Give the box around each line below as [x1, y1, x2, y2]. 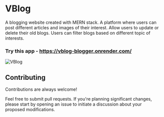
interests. [5, 35, 24, 41]
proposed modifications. [5, 107, 56, 113]
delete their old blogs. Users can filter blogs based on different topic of [5, 30, 151, 36]
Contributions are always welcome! [5, 86, 78, 92]
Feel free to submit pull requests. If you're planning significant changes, [5, 96, 153, 102]
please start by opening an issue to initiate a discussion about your [5, 101, 142, 107]
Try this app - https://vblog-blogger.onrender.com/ [5, 48, 132, 55]
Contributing [5, 73, 46, 82]
